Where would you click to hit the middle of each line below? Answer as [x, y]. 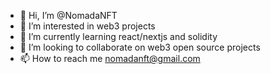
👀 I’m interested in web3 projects [87, 26]
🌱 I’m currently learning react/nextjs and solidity [118, 36]
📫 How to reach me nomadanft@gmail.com [110, 58]
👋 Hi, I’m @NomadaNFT [68, 15]
